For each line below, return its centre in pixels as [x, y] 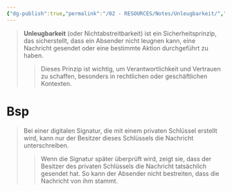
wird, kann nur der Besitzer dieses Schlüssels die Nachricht [108, 138]
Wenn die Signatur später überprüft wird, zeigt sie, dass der [126, 158]
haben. [33, 55]
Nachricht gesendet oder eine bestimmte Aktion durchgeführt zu [116, 48]
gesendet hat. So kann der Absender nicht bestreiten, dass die [130, 173]
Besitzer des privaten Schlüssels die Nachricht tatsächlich [124, 166]
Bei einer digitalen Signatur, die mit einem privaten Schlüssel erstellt [120, 130]
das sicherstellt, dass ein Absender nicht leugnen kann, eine [109, 40]
